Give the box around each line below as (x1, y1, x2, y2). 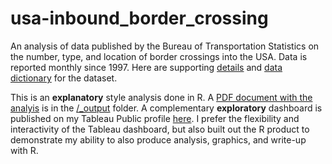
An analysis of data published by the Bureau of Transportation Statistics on (10, 40, 320, 52)
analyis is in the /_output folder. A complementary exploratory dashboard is (10, 102, 323, 114)
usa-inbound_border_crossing (10, 7, 269, 30)
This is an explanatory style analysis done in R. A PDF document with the (10, 91, 313, 103)
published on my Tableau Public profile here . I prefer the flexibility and (10, 112, 300, 124)
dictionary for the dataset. (10, 72, 118, 84)
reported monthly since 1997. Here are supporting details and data (10, 61, 283, 73)
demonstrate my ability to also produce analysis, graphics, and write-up (10, 133, 307, 146)
